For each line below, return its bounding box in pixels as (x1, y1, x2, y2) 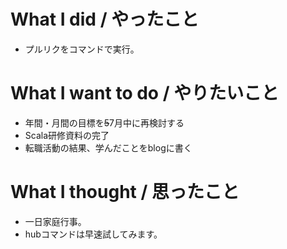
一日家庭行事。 (24, 215, 87, 227)
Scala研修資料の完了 (24, 129, 110, 141)
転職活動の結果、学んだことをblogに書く (24, 141, 193, 154)
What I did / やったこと (10, 8, 200, 31)
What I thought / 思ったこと (10, 181, 240, 204)
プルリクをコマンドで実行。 (24, 43, 140, 55)
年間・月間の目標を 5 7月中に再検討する (24, 116, 185, 129)
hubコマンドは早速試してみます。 (24, 228, 163, 240)
